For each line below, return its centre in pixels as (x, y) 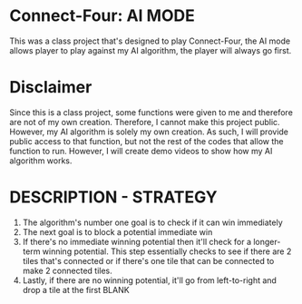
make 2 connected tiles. (68, 270)
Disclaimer (51, 88)
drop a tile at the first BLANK (76, 289)
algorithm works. (41, 161)
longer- (267, 241)
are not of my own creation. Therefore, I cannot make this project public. (145, 122)
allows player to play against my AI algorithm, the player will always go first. (151, 50)
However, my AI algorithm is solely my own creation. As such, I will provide (149, 132)
